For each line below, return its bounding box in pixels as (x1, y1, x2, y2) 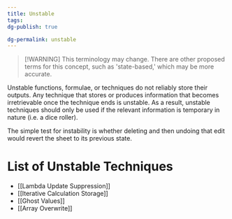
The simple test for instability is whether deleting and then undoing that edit (7, 127, 225, 135)
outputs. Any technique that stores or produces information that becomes (7, 91, 219, 99)
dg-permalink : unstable (7, 36, 77, 43)
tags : (7, 17, 23, 24)
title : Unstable (7, 10, 55, 17)
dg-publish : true (7, 23, 58, 30)
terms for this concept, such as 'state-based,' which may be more (24, 62, 215, 71)
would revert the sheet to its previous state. (7, 134, 133, 143)
